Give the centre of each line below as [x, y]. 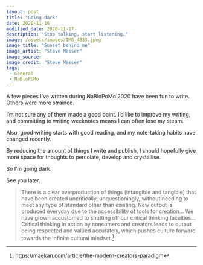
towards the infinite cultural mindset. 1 [67, 238]
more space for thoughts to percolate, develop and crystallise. [84, 157]
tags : [13, 68]
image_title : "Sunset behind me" [48, 46]
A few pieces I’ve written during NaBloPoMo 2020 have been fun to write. [98, 97]
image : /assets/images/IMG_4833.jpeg [54, 40]
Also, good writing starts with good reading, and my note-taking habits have [101, 133]
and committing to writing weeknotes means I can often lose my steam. [95, 121]
